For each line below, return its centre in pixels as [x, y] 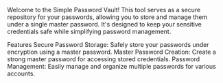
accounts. [21, 73]
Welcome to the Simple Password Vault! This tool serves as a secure [104, 10]
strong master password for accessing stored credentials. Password [104, 59]
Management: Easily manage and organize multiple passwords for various [111, 66]
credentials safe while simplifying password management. [89, 31]
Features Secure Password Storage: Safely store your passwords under [108, 45]
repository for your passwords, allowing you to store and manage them [107, 17]
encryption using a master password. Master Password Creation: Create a [111, 52]
